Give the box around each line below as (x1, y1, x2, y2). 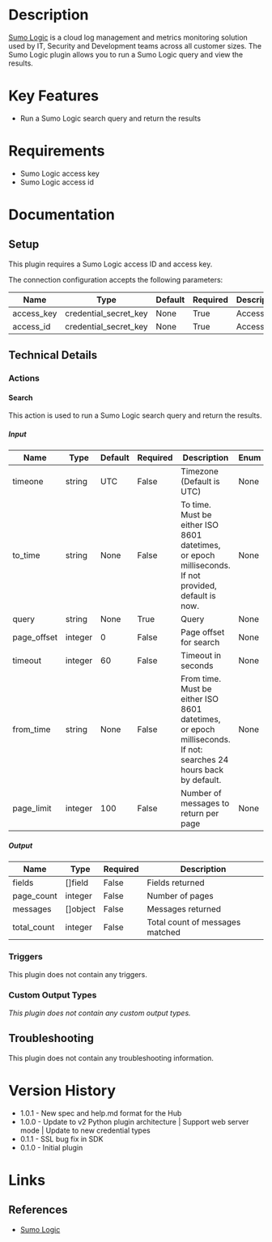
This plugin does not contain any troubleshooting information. (8, 1053, 215, 1062)
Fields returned (147, 877, 205, 888)
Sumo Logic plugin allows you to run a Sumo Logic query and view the (8, 49, 244, 59)
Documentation (8, 206, 116, 223)
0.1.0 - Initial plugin (19, 1142, 83, 1152)
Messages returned (147, 904, 221, 915)
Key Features (8, 87, 100, 105)
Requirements (8, 142, 105, 160)
